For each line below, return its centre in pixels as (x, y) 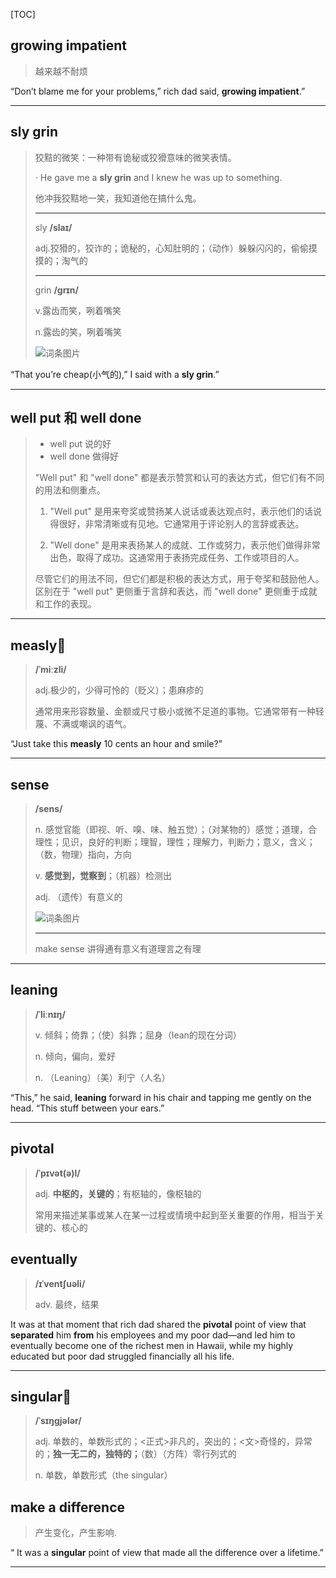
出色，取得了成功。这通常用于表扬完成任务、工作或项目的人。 (177, 558)
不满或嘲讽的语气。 (92, 724)
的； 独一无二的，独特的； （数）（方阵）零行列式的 (135, 1454)
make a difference (68, 1507)
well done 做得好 (84, 456)
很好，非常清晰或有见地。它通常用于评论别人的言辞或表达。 (181, 524)
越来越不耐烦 (61, 71)
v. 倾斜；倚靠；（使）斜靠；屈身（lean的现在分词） (138, 1035)
